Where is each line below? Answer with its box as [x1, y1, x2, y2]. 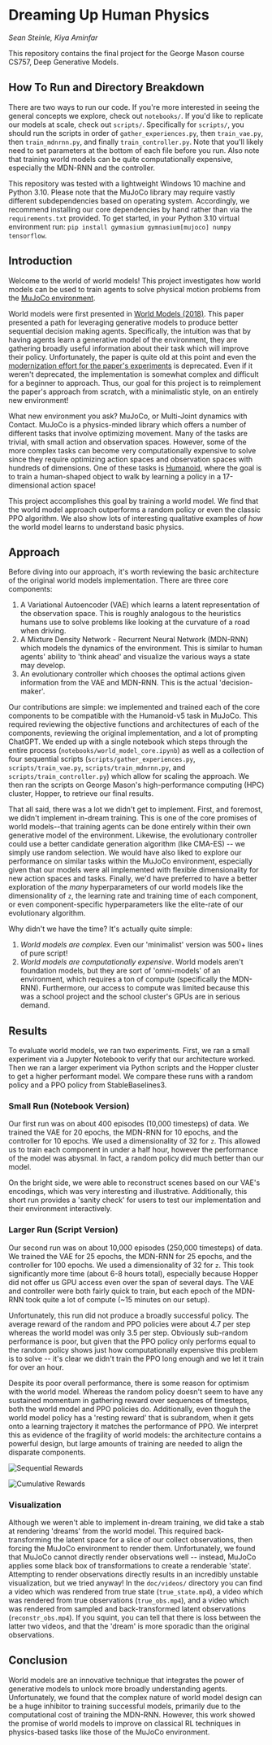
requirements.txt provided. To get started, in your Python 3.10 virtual [8, 213, 240, 223]
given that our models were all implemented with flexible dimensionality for [8, 865, 259, 875]
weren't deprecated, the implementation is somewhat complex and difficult [8, 369, 259, 379]
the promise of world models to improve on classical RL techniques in [8, 1718, 241, 1728]
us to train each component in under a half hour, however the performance [8, 1145, 258, 1155]
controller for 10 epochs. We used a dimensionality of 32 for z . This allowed [8, 1136, 261, 1146]
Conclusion [8, 1654, 68, 1668]
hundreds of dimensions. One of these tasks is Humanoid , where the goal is [8, 462, 262, 473]
